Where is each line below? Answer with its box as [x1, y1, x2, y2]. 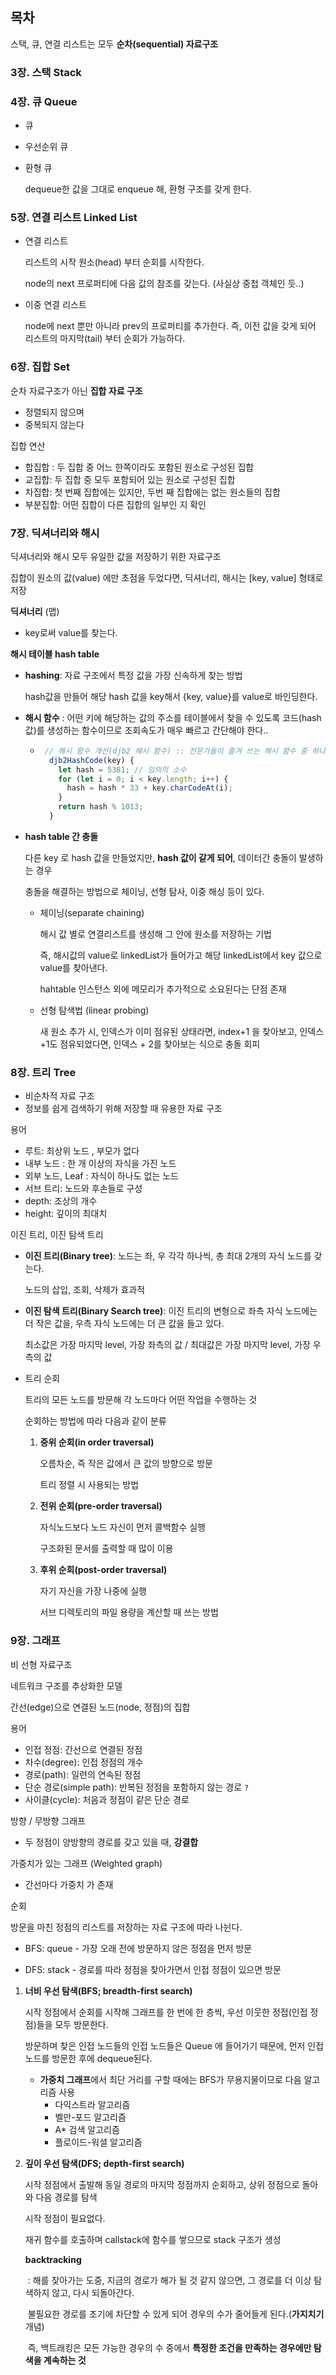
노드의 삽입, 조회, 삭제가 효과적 [24, 1284, 146, 1296]
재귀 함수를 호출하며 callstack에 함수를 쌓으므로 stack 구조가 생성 [24, 2233, 282, 2245]
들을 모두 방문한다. [36, 2018, 109, 2030]
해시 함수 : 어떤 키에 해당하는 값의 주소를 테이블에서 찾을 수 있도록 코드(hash [24, 711, 322, 723]
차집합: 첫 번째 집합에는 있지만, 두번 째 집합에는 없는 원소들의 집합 [24, 486, 281, 498]
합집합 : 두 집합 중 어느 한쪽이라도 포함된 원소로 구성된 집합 [24, 461, 255, 473]
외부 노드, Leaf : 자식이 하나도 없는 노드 [24, 1170, 180, 1182]
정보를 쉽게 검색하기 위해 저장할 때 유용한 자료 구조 [24, 1103, 223, 1115]
